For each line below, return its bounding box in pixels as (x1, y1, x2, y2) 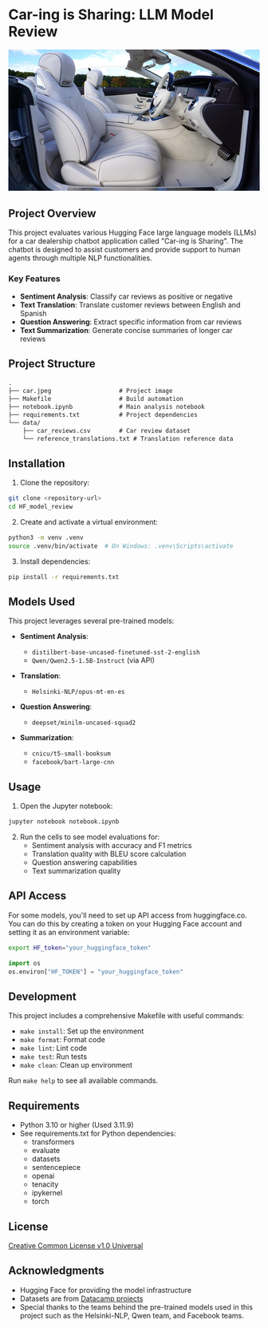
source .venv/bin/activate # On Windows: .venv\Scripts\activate (8, 541, 234, 550)
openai (31, 1171, 55, 1181)
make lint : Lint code (19, 1044, 88, 1053)
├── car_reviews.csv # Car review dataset (22, 427, 191, 435)
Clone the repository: (19, 478, 90, 488)
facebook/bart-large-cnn (31, 759, 115, 767)
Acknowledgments (8, 1264, 105, 1278)
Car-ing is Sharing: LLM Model (8, 6, 214, 24)
